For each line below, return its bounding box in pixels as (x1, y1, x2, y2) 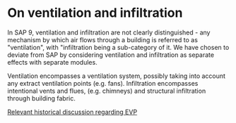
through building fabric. (7, 93, 76, 103)
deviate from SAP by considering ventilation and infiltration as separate (7, 51, 214, 59)
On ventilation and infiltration (7, 5, 183, 21)
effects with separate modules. (7, 58, 98, 66)
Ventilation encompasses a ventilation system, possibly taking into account (7, 72, 226, 80)
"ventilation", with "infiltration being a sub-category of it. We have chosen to (7, 43, 230, 51)
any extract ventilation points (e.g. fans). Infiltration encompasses (7, 79, 199, 87)
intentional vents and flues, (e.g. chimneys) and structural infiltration (7, 86, 206, 95)
